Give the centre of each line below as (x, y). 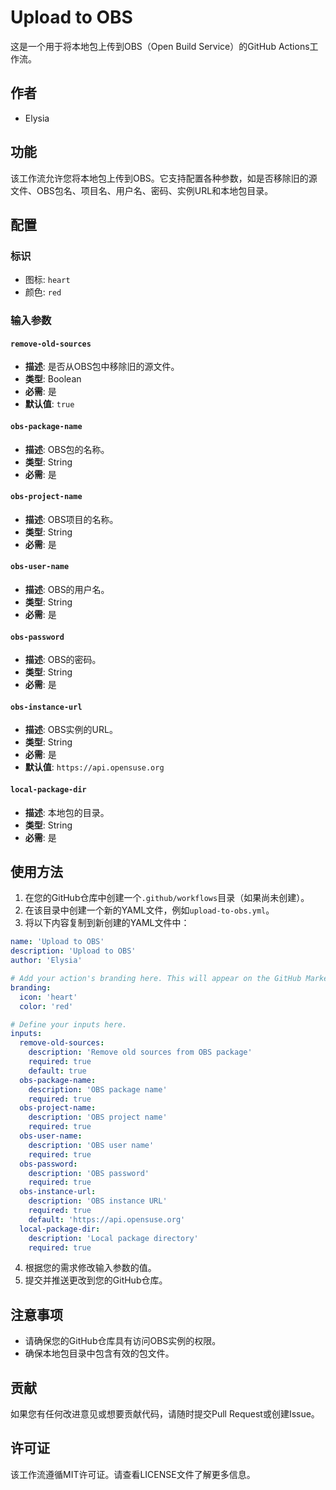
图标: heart (47, 280)
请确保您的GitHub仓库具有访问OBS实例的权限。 (123, 1341)
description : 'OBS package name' (98, 1089)
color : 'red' (46, 1006)
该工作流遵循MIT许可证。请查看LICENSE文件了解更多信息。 (133, 1474)
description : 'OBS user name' (91, 1145)
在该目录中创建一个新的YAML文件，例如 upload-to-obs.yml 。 (149, 910)
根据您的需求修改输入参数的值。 (90, 1268)
